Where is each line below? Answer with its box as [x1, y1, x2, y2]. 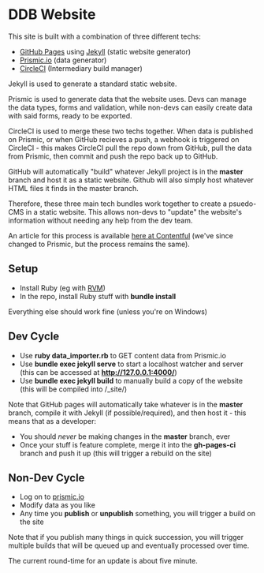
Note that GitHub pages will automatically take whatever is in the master [8, 399, 244, 409]
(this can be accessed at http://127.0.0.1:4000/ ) [19, 367, 177, 376]
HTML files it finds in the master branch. [8, 183, 139, 193]
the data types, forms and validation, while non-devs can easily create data [8, 103, 253, 112]
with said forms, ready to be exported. [8, 110, 132, 120]
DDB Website [8, 6, 96, 24]
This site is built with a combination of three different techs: [8, 32, 201, 41]
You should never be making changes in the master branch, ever [19, 432, 231, 441]
